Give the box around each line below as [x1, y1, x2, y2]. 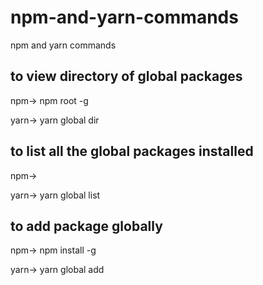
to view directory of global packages [10, 68, 243, 85]
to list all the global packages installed [10, 143, 254, 160]
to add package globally [10, 217, 163, 235]
